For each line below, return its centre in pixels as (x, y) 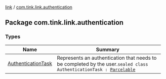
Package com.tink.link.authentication (64, 22)
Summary (108, 49)
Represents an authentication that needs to (107, 58)
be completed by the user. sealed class (102, 64)
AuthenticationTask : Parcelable (96, 69)
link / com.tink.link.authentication (39, 7)
